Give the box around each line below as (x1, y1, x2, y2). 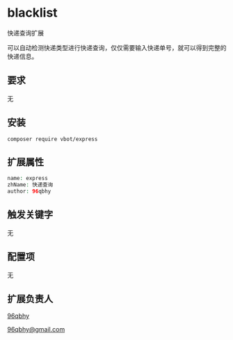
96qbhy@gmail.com (7, 325, 65, 334)
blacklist (7, 5, 58, 21)
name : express (7, 175, 49, 182)
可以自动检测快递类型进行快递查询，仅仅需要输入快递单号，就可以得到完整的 (7, 43, 227, 51)
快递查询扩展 (7, 29, 44, 37)
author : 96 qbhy (7, 188, 51, 195)
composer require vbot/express (7, 136, 98, 143)
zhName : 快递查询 (7, 181, 54, 188)
